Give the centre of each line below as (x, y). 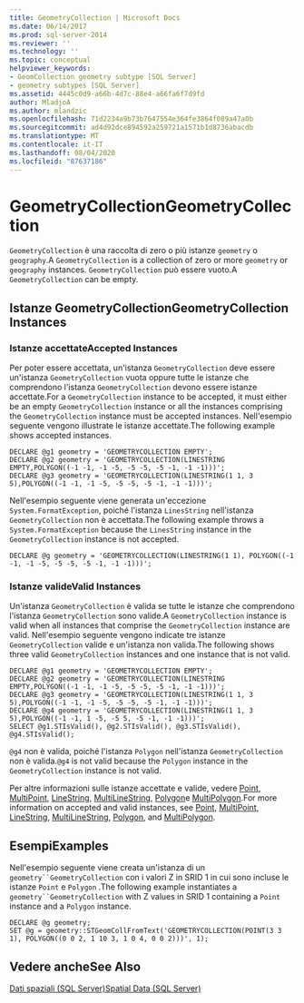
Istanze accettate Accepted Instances (94, 348)
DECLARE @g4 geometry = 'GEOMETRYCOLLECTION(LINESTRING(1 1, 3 (132, 711)
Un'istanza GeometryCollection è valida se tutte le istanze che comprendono (152, 606)
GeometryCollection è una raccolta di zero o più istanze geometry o (134, 251)
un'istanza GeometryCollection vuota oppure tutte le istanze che (129, 378)
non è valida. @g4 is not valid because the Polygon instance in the (129, 761)
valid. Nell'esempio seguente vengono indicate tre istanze (118, 635)
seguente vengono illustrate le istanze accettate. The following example (142, 426)
